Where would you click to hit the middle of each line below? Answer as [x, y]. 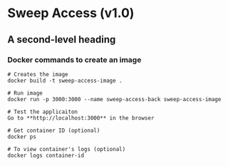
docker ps [22, 137]
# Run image [25, 93]
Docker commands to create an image [74, 60]
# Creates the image [38, 74]
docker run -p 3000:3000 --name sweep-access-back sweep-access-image [114, 99]
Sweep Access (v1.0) [71, 13]
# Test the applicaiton [43, 112]
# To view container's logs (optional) [67, 149]
